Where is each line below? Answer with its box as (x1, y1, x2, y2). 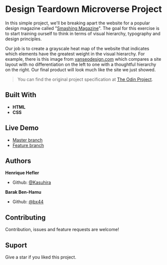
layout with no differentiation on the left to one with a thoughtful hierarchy (5, 61, 157, 67)
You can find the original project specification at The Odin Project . (17, 76, 153, 82)
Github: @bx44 (12, 199, 44, 205)
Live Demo (5, 124, 39, 132)
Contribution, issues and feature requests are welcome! (5, 227, 120, 233)
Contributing (5, 213, 46, 222)
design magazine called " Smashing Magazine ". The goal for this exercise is (5, 25, 160, 31)
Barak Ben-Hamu (5, 189, 41, 195)
